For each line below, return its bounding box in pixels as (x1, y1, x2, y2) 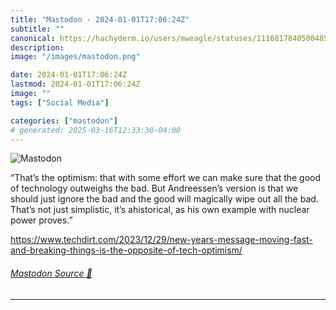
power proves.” (10, 214, 73, 226)
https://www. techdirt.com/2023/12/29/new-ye (10, 234, 202, 246)
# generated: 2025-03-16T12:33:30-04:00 (10, 125, 182, 135)
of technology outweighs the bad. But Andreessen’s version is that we (10, 182, 299, 195)
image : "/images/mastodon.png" (10, 52, 141, 62)
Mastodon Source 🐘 (10, 267, 93, 279)
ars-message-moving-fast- (200, 234, 313, 246)
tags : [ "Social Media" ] (10, 97, 110, 108)
